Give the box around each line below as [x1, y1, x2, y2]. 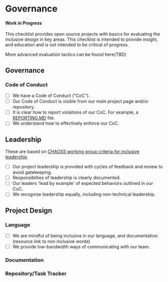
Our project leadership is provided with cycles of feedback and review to [12, 164, 163, 170]
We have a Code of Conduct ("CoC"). [12, 92, 90, 99]
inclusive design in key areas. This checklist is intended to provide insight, [5, 36, 158, 43]
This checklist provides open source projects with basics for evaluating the [5, 31, 160, 37]
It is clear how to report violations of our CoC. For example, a [12, 109, 139, 116]
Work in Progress [5, 20, 42, 26]
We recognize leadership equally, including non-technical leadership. [12, 192, 156, 198]
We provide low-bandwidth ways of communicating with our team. [12, 244, 150, 250]
